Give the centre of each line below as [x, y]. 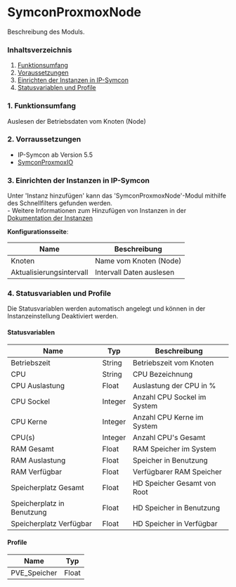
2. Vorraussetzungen [44, 139]
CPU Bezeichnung [163, 374]
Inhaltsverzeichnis [40, 50]
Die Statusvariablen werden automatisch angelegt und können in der [106, 309]
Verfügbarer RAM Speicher [177, 472]
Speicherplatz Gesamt [47, 487]
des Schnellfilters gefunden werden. [60, 203]
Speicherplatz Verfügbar [52, 523]
